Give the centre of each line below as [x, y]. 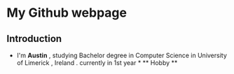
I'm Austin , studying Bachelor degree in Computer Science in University [122, 55]
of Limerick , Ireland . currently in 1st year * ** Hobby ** [97, 63]
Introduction [34, 39]
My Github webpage [67, 13]
